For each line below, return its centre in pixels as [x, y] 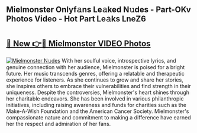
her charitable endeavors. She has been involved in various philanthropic [95, 99]
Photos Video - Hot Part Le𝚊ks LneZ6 [76, 19]
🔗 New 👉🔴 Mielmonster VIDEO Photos [78, 43]
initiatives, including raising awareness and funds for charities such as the [96, 105]
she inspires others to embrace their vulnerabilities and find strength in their [98, 86]
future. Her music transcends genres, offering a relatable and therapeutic [95, 74]
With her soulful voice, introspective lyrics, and [119, 61]
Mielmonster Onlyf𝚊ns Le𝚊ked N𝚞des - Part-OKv [98, 10]
